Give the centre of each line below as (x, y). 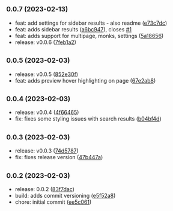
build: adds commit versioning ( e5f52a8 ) (65, 196)
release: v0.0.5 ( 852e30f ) (47, 74)
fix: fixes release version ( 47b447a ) (59, 157)
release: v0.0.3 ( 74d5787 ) (47, 151)
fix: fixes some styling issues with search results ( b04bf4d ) (88, 119)
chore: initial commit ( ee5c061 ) (53, 202)
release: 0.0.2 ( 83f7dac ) (45, 189)
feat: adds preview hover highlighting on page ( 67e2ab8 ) (85, 80)
